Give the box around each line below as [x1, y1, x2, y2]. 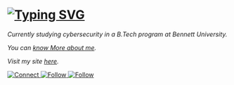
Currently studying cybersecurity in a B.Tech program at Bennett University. [7, 30, 228, 38]
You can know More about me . [7, 43, 97, 52]
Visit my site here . [7, 56, 59, 65]
